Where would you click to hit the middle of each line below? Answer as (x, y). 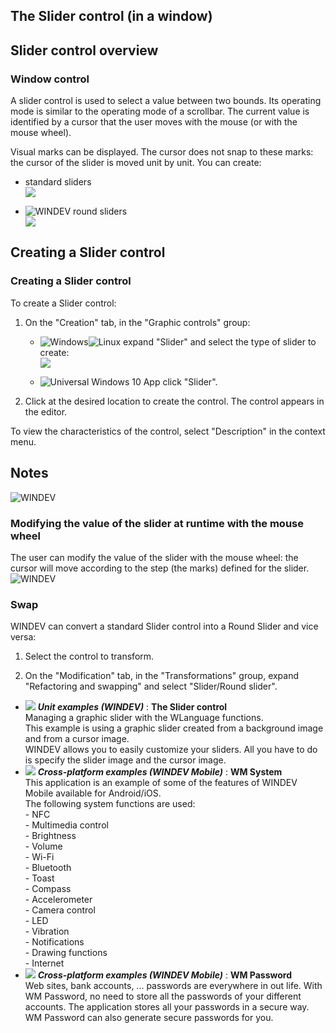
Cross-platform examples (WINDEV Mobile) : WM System (160, 772)
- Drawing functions (66, 953)
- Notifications (54, 942)
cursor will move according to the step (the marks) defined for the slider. (160, 568)
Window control (50, 79)
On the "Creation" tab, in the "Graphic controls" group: (137, 322)
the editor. (46, 411)
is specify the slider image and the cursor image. (125, 760)
